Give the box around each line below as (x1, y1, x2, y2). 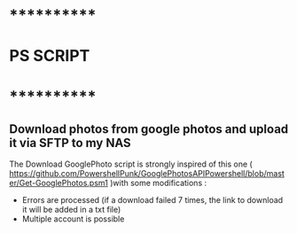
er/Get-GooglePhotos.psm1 (9, 178, 108, 189)
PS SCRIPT (9, 46, 90, 66)
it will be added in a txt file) (21, 205, 121, 215)
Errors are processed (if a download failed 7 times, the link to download (21, 195, 284, 206)
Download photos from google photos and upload (9, 121, 289, 136)
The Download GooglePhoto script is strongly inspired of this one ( (9, 159, 253, 169)
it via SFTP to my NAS (9, 135, 131, 151)
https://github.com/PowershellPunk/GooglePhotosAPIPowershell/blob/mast (9, 168, 285, 179)
